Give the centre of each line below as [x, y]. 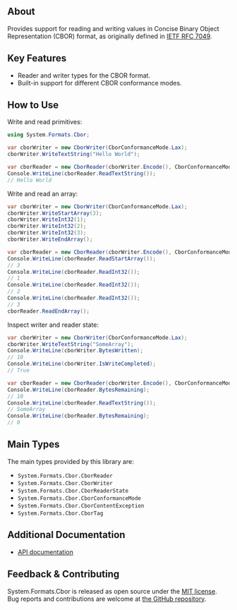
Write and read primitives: [45, 122]
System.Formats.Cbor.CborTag [60, 513]
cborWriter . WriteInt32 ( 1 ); [47, 220]
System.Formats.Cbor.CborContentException [81, 506]
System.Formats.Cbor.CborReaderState [73, 491]
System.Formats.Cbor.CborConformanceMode [79, 498]
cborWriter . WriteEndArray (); [50, 239]
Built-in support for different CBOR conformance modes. [99, 83]
